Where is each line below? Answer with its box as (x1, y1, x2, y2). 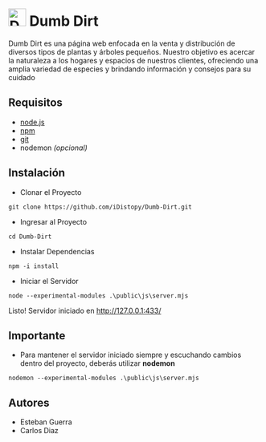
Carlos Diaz (19, 426, 59, 436)
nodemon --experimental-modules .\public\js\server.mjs (8, 374, 199, 383)
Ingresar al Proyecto (19, 217, 87, 226)
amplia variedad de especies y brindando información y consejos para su (8, 64, 252, 74)
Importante (8, 329, 66, 343)
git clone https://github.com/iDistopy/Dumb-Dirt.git (8, 203, 193, 211)
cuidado (8, 72, 36, 82)
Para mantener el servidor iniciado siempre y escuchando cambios (19, 350, 242, 360)
